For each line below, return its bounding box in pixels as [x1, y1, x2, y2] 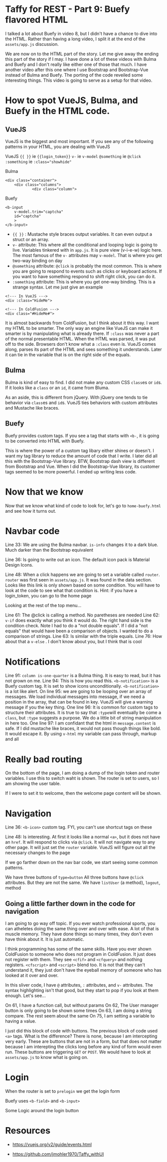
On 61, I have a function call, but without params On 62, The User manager [5, 1003, 159, 1009]
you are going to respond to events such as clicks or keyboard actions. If [12, 268, 162, 274]
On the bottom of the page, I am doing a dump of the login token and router [5, 770, 160, 776]
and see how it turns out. [5, 508, 56, 514]
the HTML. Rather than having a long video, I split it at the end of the [5, 36, 146, 42]
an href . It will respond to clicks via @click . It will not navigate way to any [5, 839, 156, 845]
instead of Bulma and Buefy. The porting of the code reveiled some [5, 72, 143, 78]
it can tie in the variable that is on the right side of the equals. [5, 351, 131, 357]
